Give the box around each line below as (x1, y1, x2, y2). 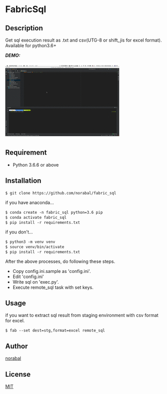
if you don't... (5, 229, 33, 235)
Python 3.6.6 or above (12, 162, 59, 168)
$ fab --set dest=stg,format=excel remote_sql (5, 328, 105, 333)
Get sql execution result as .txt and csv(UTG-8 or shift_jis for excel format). (5, 37, 162, 43)
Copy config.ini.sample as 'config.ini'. (12, 268, 91, 274)
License (5, 370, 31, 378)
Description (5, 24, 43, 32)
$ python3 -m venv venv (5, 239, 56, 244)
